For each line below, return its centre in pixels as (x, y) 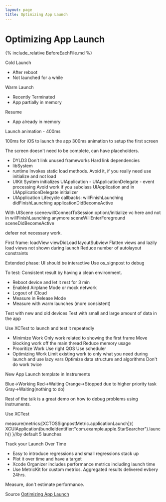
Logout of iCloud (30, 293)
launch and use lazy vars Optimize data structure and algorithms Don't (85, 359)
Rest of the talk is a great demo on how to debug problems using (72, 399)
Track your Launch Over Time (36, 444)
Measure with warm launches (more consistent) (61, 303)
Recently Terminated (34, 97)
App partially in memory (37, 102)
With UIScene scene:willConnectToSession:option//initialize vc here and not (83, 212)
